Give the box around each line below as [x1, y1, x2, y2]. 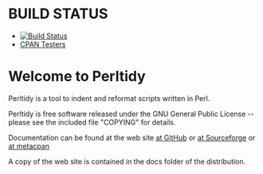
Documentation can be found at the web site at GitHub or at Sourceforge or [8, 133, 256, 142]
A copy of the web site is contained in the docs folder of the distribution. [8, 157, 246, 166]
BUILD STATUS [8, 5, 108, 23]
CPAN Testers [19, 39, 66, 48]
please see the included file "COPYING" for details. [8, 117, 176, 127]
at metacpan [8, 141, 50, 151]
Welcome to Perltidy [8, 68, 146, 86]
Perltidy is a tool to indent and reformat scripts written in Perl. [8, 93, 210, 103]
